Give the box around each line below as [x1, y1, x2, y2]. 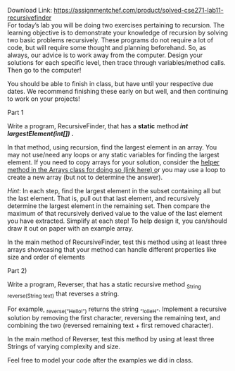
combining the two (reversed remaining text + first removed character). [7, 321, 214, 330]
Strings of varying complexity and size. [7, 342, 121, 351]
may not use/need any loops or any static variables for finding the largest [7, 151, 220, 159]
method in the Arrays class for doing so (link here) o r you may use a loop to [7, 166, 227, 174]
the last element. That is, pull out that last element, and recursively [7, 194, 200, 202]
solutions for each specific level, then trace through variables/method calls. [7, 59, 227, 66]
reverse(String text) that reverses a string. [7, 289, 120, 299]
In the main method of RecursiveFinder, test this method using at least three [7, 238, 227, 246]
